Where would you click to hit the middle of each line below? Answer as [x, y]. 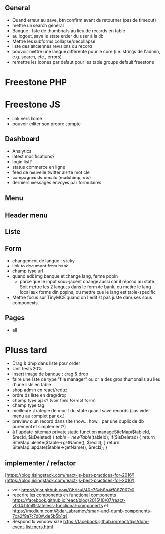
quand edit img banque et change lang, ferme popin [65, 276]
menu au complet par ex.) [38, 416]
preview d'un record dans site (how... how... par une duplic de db [78, 421]
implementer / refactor [41, 463]
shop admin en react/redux [40, 390]
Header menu [26, 215]
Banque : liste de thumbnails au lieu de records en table [69, 30]
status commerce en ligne [39, 167]
